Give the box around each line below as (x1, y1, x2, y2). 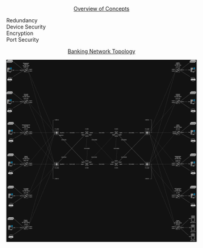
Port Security (6, 36, 39, 43)
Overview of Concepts (73, 5, 130, 12)
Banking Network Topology (67, 48, 136, 55)
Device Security (6, 24, 47, 30)
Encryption (6, 30, 34, 37)
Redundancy (6, 17, 38, 24)
